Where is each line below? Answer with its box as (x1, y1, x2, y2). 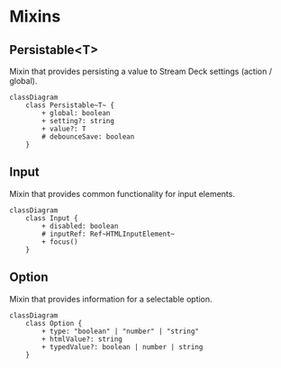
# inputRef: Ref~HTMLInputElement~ (41, 229, 176, 238)
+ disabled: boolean (41, 221, 119, 230)
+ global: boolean (41, 109, 111, 118)
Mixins (9, 6, 61, 27)
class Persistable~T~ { (25, 101, 115, 110)
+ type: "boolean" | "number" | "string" (41, 327, 200, 336)
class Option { (25, 319, 83, 328)
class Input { (25, 213, 78, 222)
